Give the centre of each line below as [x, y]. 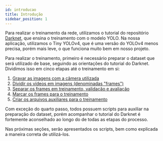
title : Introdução [24, 14]
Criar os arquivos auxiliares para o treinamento [60, 99]
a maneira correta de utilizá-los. [38, 135]
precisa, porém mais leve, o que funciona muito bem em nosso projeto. [77, 49]
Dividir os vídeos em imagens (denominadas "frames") [68, 84]
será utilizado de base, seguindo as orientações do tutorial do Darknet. [77, 64]
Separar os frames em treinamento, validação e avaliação [71, 89]
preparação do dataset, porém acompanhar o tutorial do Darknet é [73, 114]
